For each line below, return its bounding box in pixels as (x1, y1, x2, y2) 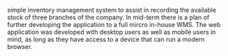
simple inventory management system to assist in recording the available (7, 6, 217, 14)
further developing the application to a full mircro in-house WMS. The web (7, 21, 221, 28)
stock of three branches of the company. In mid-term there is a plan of (7, 13, 210, 21)
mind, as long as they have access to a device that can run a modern (7, 35, 205, 44)
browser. (7, 43, 33, 50)
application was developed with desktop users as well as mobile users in (7, 28, 216, 36)
